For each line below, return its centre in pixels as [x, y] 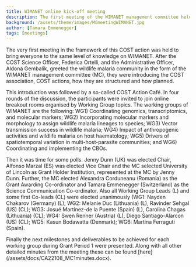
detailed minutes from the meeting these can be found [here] [79, 252]
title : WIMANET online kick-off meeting [56, 11]
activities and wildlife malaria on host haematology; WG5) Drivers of [87, 136]
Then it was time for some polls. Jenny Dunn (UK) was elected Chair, [89, 160]
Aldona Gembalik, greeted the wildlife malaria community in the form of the [96, 69]
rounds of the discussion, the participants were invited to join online [87, 99]
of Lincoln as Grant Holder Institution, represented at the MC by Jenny [90, 172]
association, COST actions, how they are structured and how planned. [90, 81]
